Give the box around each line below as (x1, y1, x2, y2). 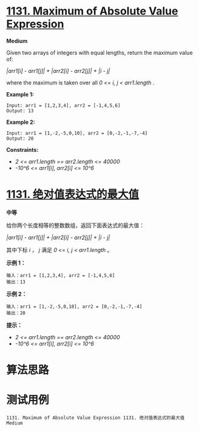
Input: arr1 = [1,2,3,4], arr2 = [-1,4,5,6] (6, 102, 121, 109)
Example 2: (6, 118, 35, 126)
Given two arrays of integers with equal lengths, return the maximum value (6, 49, 193, 56)
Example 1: (6, 90, 35, 98)
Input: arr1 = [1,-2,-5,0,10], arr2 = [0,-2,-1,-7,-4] (6, 130, 148, 136)
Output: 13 (6, 107, 34, 114)
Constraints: (6, 146, 39, 153)
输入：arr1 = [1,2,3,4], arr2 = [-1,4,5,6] (6, 272, 115, 279)
